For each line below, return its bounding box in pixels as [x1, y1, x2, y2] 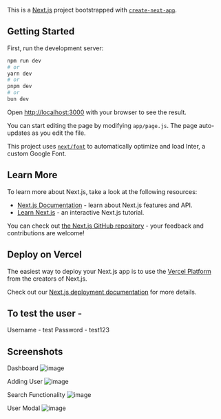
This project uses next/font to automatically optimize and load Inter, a [7, 142, 206, 150]
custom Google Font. [7, 149, 67, 158]
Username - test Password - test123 [7, 326, 110, 334]
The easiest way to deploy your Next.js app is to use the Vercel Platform [7, 267, 212, 275]
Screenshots [7, 345, 63, 357]
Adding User [7, 378, 43, 386]
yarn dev [7, 70, 32, 77]
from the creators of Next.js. [7, 275, 87, 283]
